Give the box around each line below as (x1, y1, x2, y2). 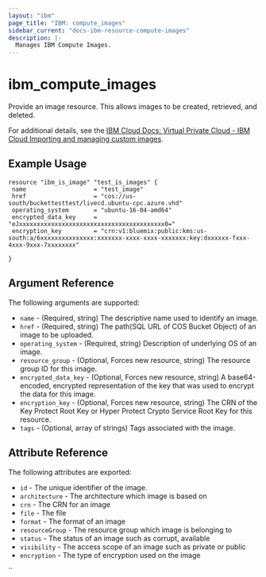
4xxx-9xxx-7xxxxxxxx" (8, 240, 80, 249)
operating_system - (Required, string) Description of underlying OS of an (19, 338, 257, 348)
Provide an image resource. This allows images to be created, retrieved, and (8, 102, 258, 111)
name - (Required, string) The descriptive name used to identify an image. (19, 313, 259, 322)
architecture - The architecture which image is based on (19, 491, 208, 501)
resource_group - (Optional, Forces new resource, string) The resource (19, 355, 251, 365)
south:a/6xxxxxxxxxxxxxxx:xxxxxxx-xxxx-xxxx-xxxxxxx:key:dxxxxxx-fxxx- (8, 234, 250, 242)
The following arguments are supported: (8, 298, 141, 307)
